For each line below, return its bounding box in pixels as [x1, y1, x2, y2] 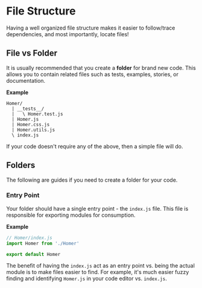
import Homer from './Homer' [6, 240, 80, 246]
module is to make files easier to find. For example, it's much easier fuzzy [6, 269, 189, 276]
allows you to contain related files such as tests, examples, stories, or [6, 71, 179, 78]
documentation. [6, 77, 46, 84]
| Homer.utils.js [11, 127, 55, 133]
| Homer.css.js [11, 121, 50, 127]
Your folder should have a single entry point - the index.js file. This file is [6, 205, 189, 212]
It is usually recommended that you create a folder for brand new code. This [6, 64, 196, 71]
